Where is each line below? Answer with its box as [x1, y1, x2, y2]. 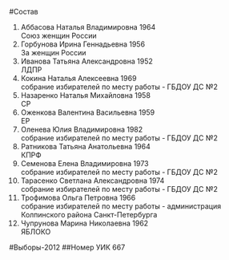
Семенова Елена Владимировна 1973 [20, 159, 149, 168]
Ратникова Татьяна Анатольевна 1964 [20, 142, 151, 151]
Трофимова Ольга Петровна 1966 [20, 193, 136, 202]
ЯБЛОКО [20, 227, 51, 236]
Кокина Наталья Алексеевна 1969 [20, 74, 137, 83]
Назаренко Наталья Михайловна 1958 [20, 91, 151, 100]
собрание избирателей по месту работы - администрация [20, 201, 222, 211]
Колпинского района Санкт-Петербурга [20, 210, 158, 219]
